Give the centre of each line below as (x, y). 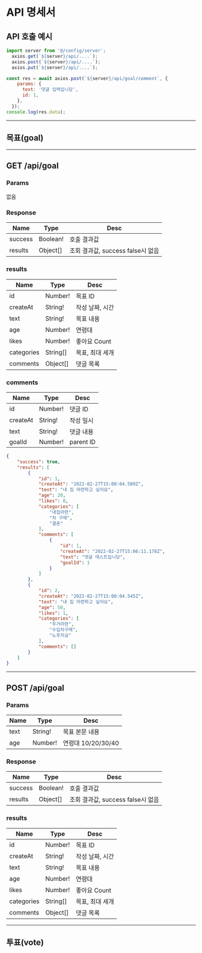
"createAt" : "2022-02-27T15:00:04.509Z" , (91, 484)
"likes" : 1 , (53, 613)
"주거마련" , (61, 624)
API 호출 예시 (29, 36)
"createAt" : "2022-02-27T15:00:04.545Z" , (91, 596)
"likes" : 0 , (53, 501)
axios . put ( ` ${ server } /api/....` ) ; (55, 67)
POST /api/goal (35, 688)
